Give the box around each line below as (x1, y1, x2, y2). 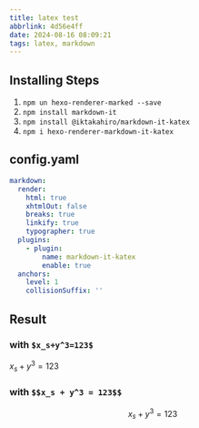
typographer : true (25, 227, 95, 237)
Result (9, 311, 47, 327)
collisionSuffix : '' (25, 286, 104, 296)
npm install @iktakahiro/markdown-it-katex (22, 117, 191, 127)
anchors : (17, 270, 51, 279)
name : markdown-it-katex (42, 252, 136, 261)
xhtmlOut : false (25, 201, 88, 210)
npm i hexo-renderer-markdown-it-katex (22, 127, 174, 137)
